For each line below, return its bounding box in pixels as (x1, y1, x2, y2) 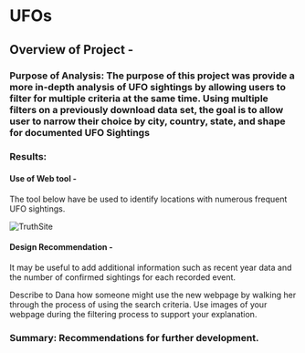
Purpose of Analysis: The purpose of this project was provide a (9, 69, 295, 82)
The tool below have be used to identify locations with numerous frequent (9, 193, 288, 204)
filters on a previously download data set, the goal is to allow (9, 103, 284, 116)
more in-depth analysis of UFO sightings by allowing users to (9, 80, 286, 93)
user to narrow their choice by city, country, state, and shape (9, 115, 286, 128)
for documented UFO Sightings (9, 126, 151, 139)
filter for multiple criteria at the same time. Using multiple (9, 92, 269, 105)
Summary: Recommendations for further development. (9, 331, 259, 344)
